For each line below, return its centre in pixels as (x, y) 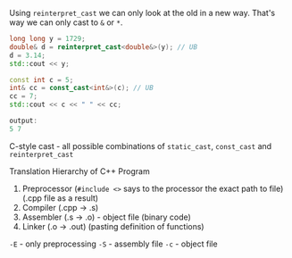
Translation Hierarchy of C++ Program (79, 171)
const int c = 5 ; (42, 79)
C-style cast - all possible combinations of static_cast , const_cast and (141, 146)
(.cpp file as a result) (60, 198)
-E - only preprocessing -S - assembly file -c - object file (113, 244)
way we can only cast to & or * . (66, 22)
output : (24, 121)
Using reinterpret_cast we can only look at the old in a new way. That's (142, 13)
